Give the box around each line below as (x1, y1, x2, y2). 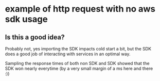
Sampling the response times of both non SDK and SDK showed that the (5, 61, 150, 66)
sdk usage (5, 14, 48, 25)
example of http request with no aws (5, 3, 156, 15)
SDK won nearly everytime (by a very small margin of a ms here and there (5, 65, 153, 71)
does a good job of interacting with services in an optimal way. (5, 51, 131, 57)
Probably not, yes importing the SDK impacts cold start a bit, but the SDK (5, 46, 152, 51)
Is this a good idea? (5, 33, 65, 41)
